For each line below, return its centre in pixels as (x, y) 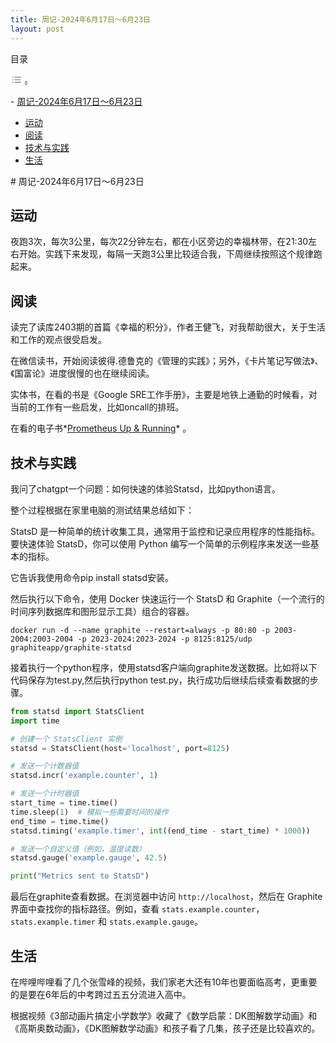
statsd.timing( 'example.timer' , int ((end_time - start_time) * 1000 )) (160, 831)
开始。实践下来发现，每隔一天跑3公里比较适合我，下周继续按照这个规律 (166, 254)
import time (35, 721)
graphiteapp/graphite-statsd (71, 647)
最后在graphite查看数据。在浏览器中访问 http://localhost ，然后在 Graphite (166, 897)
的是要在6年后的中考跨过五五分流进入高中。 (101, 994)
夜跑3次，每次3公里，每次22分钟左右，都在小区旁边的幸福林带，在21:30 (159, 242)
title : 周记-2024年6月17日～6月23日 (80, 19)
